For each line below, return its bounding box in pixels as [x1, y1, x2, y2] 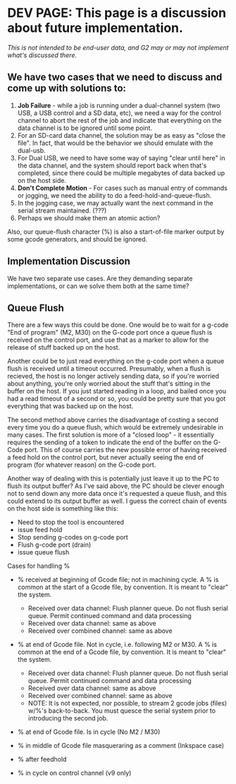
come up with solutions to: [7, 83, 127, 95]
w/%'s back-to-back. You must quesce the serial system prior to [27, 706, 216, 715]
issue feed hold [17, 525, 63, 534]
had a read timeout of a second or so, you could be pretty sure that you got [7, 394, 226, 403]
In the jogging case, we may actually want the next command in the [17, 198, 213, 207]
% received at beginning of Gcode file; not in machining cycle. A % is [17, 576, 219, 584]
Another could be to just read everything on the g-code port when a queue [7, 357, 225, 365]
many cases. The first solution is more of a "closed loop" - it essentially [7, 431, 215, 439]
